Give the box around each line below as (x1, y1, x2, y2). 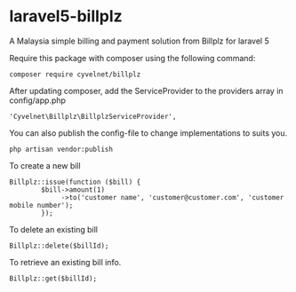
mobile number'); (9, 201, 74, 209)
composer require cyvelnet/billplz (9, 69, 141, 79)
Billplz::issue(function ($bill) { (9, 178, 141, 186)
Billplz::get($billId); (9, 273, 98, 283)
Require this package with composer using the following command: (9, 52, 256, 63)
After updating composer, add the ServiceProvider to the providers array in (9, 85, 284, 96)
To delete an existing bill (9, 224, 98, 234)
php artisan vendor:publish (9, 145, 114, 154)
